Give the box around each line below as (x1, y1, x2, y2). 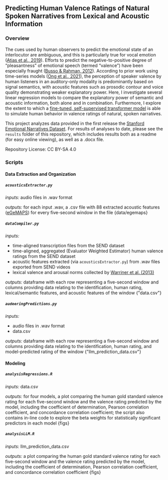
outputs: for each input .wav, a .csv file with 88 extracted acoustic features (5, 204, 160, 211)
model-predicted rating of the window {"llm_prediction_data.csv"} (5, 349, 141, 355)
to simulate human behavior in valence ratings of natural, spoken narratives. (5, 110, 162, 116)
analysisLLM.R (5, 432, 35, 437)
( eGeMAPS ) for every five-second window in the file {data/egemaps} (5, 210, 148, 216)
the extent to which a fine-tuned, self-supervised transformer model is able (5, 105, 161, 111)
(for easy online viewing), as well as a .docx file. (5, 136, 104, 143)
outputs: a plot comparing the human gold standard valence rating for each (5, 453, 160, 459)
